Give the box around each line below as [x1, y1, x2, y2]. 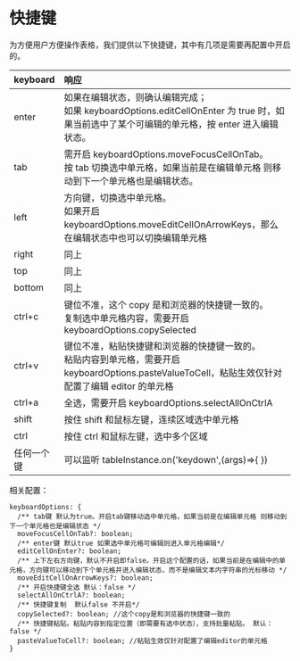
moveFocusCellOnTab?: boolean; [17, 529, 134, 538]
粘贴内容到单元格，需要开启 [63, 353, 181, 366]
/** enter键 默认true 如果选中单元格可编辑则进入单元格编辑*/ [17, 539, 225, 548]
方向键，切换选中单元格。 [63, 191, 172, 203]
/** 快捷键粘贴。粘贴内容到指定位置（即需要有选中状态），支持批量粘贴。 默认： [17, 619, 274, 628]
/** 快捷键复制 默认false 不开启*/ [17, 599, 140, 609]
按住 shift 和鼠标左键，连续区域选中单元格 [63, 413, 239, 426]
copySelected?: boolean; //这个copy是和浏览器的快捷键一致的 [17, 609, 230, 618]
